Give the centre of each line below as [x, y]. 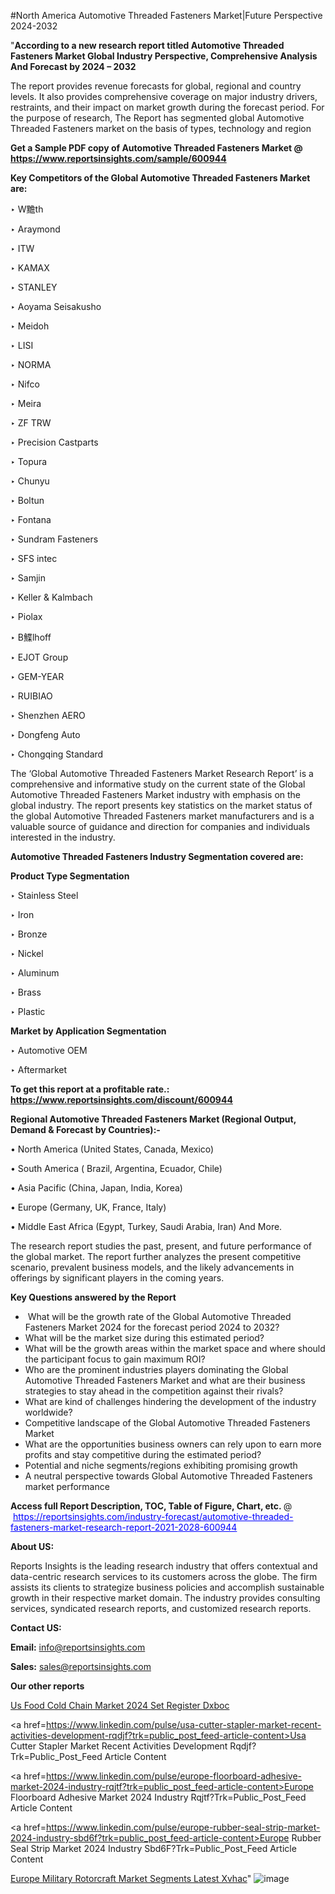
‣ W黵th [27, 209]
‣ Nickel [27, 953]
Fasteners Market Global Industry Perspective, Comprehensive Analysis [164, 56]
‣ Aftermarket [38, 1069]
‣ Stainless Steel [44, 895]
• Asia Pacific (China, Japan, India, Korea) [96, 1188]
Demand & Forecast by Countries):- [85, 1129]
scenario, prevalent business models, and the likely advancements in [152, 1267]
